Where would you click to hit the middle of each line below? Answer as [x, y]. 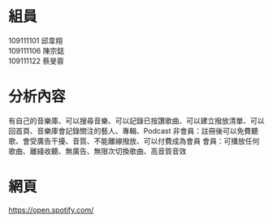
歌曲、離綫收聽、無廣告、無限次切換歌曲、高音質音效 [97, 151]
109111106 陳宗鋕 [37, 50]
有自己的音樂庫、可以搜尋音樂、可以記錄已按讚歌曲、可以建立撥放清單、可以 [136, 120]
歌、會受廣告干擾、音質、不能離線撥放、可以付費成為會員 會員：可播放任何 [134, 141]
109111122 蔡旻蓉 [36, 61]
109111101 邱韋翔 [36, 41]
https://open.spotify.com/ [51, 210]
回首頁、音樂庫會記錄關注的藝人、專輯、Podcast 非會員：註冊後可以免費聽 [133, 131]
